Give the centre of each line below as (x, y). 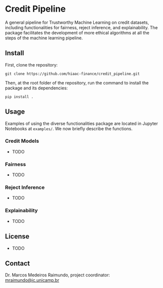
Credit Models (22, 141)
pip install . (19, 97)
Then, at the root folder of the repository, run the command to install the (77, 83)
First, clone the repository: (32, 65)
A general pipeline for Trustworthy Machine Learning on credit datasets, (77, 22)
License (17, 237)
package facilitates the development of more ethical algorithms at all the (77, 33)
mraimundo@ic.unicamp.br (32, 280)
